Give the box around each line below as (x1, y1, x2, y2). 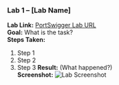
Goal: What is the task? (7, 28, 74, 36)
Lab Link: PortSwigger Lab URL (7, 21, 96, 29)
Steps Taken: (7, 36, 46, 44)
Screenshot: (17, 71, 54, 79)
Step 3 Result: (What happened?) (17, 64, 113, 72)
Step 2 (17, 56, 36, 64)
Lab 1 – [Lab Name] (7, 5, 71, 15)
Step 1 (17, 49, 35, 57)
